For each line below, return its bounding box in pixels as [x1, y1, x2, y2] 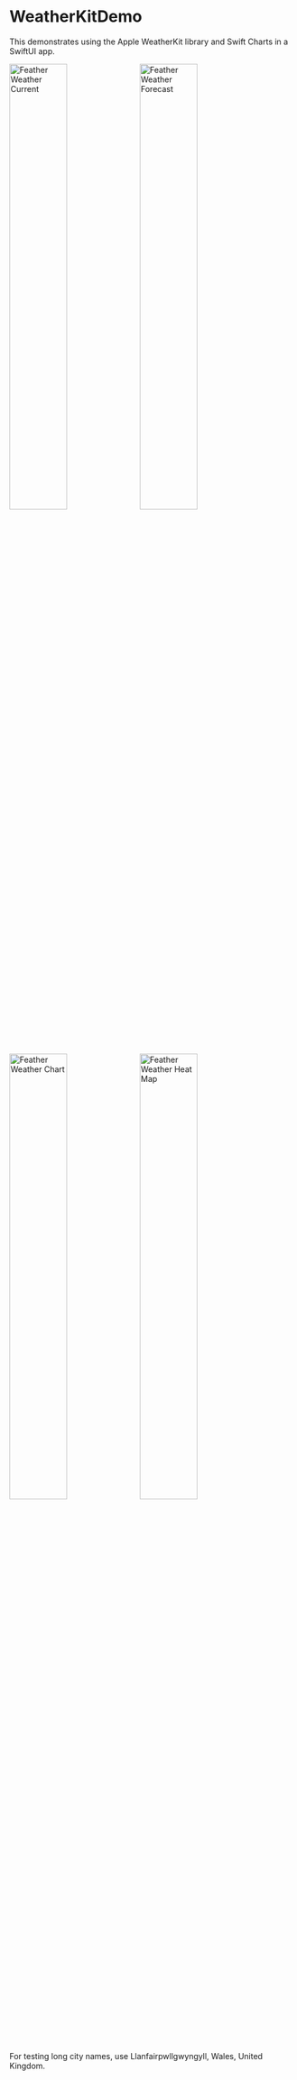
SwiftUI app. [9, 45, 56, 56]
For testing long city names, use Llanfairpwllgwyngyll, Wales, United [9, 2050, 264, 2061]
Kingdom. [9, 2060, 46, 2071]
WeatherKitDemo [9, 6, 143, 27]
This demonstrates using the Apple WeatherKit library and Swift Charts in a [9, 36, 289, 47]
